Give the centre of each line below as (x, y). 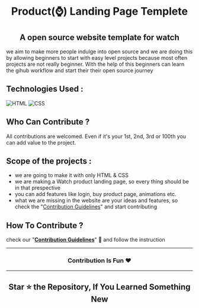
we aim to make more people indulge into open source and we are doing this (99, 52)
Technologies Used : (45, 89)
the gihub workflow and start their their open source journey (80, 70)
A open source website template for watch (99, 37)
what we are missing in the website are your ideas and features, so (96, 200)
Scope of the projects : (49, 161)
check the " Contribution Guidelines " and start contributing (86, 207)
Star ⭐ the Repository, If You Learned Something (99, 287)
